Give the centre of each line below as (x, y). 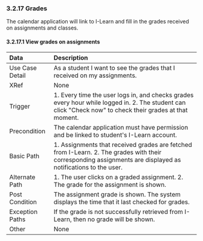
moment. (66, 117)
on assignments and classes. (42, 28)
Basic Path (24, 156)
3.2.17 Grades (27, 8)
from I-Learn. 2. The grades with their (108, 152)
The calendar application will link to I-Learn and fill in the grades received (98, 22)
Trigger (20, 106)
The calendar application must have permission (121, 127)
